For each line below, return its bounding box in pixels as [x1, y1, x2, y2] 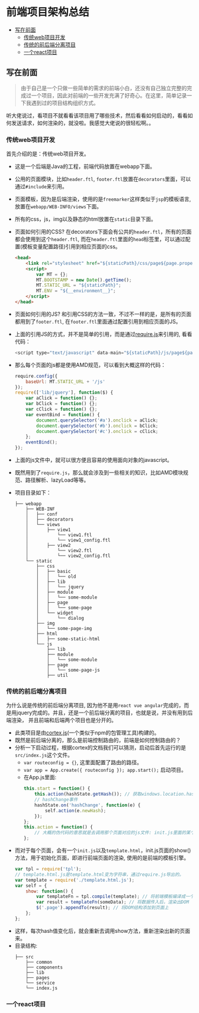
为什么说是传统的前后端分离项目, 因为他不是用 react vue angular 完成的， [6, 702, 184, 709]
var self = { [14, 882, 47, 888]
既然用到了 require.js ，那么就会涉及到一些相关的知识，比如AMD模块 [14, 469, 184, 476]
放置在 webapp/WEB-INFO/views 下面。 [14, 203, 102, 210]
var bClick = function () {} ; [25, 401, 98, 407]
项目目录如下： [14, 489, 52, 496]
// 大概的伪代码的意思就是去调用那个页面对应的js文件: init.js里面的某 [34, 830, 191, 836]
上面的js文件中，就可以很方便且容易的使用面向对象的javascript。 [14, 457, 173, 464]
